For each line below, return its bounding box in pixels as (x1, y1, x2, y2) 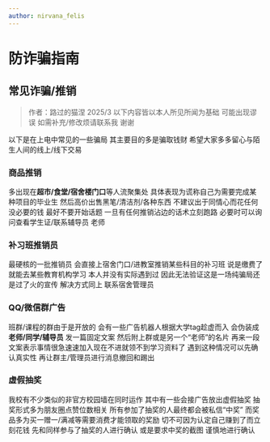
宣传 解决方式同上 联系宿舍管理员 (43, 280, 154, 290)
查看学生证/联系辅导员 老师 (15, 217, 105, 227)
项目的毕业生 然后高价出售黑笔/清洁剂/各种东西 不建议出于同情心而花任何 (15, 196, 259, 207)
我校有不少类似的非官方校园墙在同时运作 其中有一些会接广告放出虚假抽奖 (8, 394, 251, 404)
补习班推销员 (8, 239, 59, 251)
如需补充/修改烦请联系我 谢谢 (37, 117, 135, 127)
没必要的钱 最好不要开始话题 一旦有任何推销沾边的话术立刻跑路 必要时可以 (8, 207, 255, 217)
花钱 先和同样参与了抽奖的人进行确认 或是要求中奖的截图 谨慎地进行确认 (15, 425, 255, 435)
